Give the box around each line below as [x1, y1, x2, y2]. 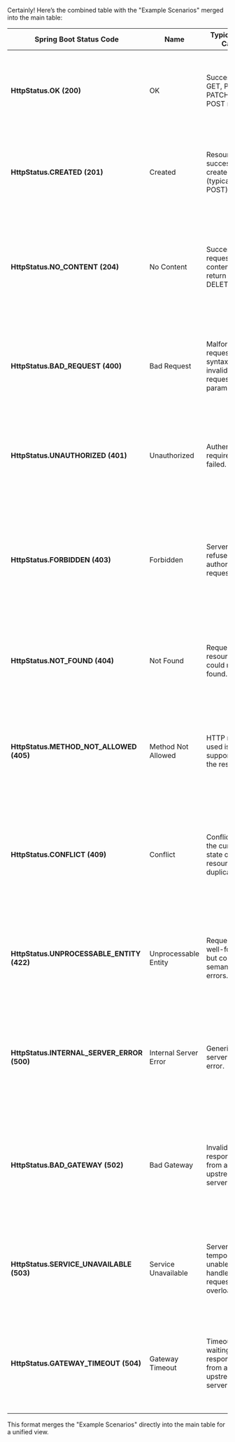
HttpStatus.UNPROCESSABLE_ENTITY [10, 949, 141, 959]
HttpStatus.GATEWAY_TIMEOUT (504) [10, 1358, 141, 1368]
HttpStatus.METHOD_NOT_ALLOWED [10, 742, 138, 752]
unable [206, 1260, 229, 1269]
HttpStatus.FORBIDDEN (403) [10, 555, 111, 564]
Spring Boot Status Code [34, 34, 119, 44]
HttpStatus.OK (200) [10, 86, 82, 95]
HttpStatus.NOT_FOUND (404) [10, 656, 114, 665]
